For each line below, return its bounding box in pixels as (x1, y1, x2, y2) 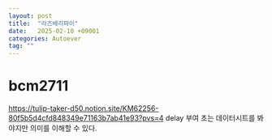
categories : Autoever (8, 34, 82, 43)
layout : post (8, 11, 53, 20)
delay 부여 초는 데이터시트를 (165, 113, 256, 123)
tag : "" (8, 42, 35, 50)
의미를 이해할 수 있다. (29, 123, 97, 134)
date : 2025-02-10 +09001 (8, 27, 100, 35)
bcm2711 (8, 77, 69, 95)
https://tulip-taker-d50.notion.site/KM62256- (8, 104, 159, 113)
